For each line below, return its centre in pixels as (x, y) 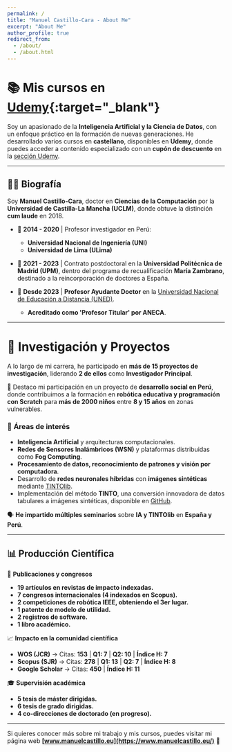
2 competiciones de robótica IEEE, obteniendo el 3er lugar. (103, 602)
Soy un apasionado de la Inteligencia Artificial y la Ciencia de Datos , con (112, 126)
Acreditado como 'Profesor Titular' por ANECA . (97, 312)
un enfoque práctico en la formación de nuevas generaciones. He (100, 134)
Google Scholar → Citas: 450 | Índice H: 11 (78, 669)
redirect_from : (29, 40)
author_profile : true (38, 33)
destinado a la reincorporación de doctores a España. (94, 278)
